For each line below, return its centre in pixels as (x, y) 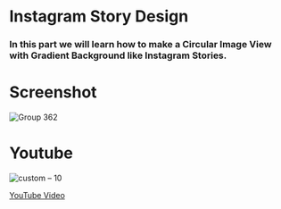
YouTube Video (37, 195)
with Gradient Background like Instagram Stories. (118, 55)
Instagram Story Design (99, 17)
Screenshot (53, 92)
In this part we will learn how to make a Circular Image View (140, 45)
